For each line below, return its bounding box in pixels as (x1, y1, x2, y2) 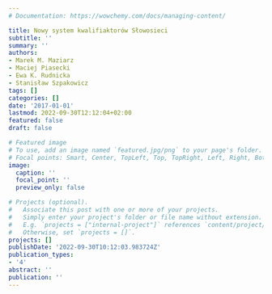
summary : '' (8, 41, 49, 49)
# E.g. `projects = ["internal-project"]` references (8, 220, 201, 229)
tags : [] (8, 86, 38, 94)
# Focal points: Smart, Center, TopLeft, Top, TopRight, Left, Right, (8, 153, 252, 162)
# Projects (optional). (8, 199, 89, 207)
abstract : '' (8, 266, 53, 274)
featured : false (8, 116, 63, 125)
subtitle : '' (8, 34, 53, 42)
